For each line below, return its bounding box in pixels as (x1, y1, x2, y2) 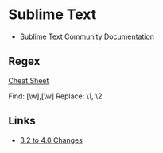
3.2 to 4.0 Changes (19, 135, 83, 144)
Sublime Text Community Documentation (19, 32, 155, 41)
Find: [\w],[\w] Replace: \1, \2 (8, 91, 103, 101)
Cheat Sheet (8, 75, 49, 85)
